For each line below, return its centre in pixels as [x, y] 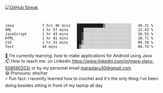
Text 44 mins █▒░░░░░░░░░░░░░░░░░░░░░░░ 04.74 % [79, 47]
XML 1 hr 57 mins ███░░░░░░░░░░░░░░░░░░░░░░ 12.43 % [79, 30]
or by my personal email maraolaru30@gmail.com [81, 68]
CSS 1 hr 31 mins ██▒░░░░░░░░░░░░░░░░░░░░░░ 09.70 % [79, 42]
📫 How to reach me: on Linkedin [38, 61]
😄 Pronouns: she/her [27, 73]
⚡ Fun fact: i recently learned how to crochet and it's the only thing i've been [81, 79]
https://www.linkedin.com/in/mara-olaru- [113, 61]
